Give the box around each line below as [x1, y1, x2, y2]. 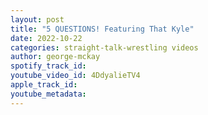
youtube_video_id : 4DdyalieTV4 [10, 71, 141, 81]
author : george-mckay [10, 52, 101, 62]
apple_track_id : [10, 80, 78, 90]
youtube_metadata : [10, 89, 87, 99]
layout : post [10, 14, 65, 25]
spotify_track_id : [10, 61, 87, 71]
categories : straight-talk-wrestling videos [10, 42, 199, 53]
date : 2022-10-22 [10, 33, 83, 43]
